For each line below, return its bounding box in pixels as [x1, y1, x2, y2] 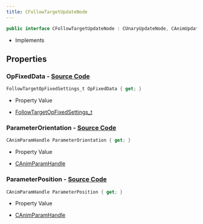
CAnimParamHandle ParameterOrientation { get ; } [6, 137, 131, 143]
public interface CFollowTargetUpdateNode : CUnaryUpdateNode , [6, 25, 169, 31]
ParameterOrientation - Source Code [6, 124, 117, 132]
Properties [6, 54, 47, 64]
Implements [14, 36, 45, 44]
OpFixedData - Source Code [6, 72, 91, 81]
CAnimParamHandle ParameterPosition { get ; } [6, 189, 123, 195]
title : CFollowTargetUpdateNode [6, 8, 88, 15]
